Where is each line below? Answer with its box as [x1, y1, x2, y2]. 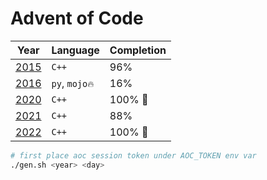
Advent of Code [10, 7, 144, 30]
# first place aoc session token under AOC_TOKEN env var [10, 150, 257, 161]
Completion [109, 43, 167, 57]
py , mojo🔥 [51, 76, 95, 90]
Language [51, 43, 100, 57]
